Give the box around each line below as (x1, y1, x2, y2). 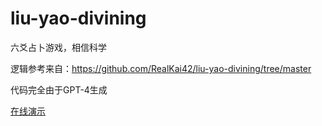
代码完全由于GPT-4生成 (10, 83, 108, 96)
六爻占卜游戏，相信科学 (10, 41, 107, 53)
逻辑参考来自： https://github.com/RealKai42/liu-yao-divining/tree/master (10, 62, 312, 74)
